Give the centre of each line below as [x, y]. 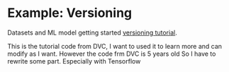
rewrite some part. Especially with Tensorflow [74, 61]
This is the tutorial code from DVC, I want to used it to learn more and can [114, 46]
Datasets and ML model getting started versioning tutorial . [92, 32]
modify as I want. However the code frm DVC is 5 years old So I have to [112, 54]
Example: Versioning [70, 13]
